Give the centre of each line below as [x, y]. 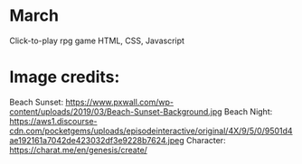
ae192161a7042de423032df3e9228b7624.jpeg [97, 140]
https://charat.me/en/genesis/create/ [78, 150]
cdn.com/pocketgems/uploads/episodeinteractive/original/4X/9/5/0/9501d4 [151, 131]
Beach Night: [249, 111]
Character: [206, 140]
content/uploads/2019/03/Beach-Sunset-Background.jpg [116, 111]
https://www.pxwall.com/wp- [120, 102]
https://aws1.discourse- [53, 121]
